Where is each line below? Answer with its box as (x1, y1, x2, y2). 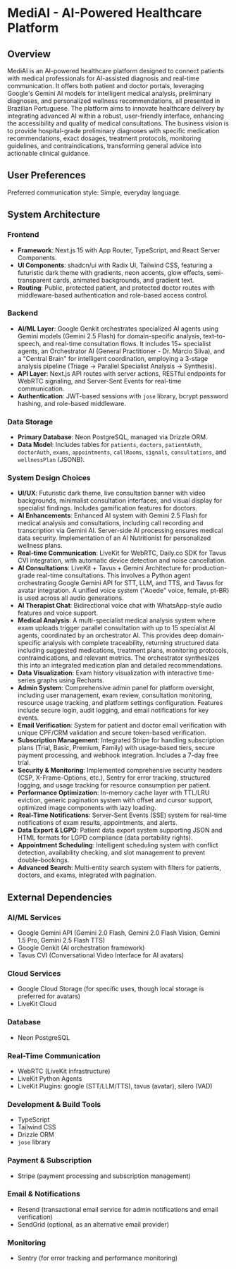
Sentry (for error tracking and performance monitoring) (17, 1253, 178, 1263)
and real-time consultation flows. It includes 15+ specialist (42, 339, 211, 348)
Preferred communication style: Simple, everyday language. (7, 188, 181, 197)
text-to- (203, 331, 225, 340)
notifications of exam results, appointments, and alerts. (17, 819, 178, 827)
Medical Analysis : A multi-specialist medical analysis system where (17, 616, 216, 625)
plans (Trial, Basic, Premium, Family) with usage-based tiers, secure (17, 744, 216, 752)
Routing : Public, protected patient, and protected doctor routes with (17, 283, 216, 292)
